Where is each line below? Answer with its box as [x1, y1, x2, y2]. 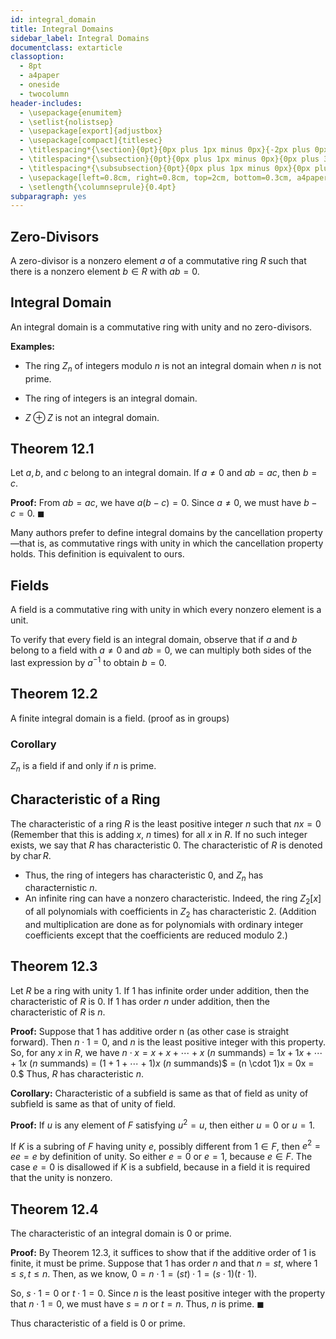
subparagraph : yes [10, 191, 87, 201]
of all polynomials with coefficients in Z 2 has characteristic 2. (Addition [24, 906, 317, 920]
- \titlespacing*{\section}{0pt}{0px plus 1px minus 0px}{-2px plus [19, 145, 311, 155]
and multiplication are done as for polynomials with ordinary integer [24, 919, 304, 931]
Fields [10, 577, 50, 594]
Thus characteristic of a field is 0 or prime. [10, 1317, 186, 1329]
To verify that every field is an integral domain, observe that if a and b [10, 634, 298, 646]
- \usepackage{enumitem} [19, 107, 123, 118]
